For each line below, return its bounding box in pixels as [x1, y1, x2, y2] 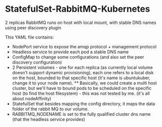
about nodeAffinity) [12, 95, 51, 101]
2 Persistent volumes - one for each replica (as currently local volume [12, 64, 153, 70]
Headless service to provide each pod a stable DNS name [12, 49, 129, 55]
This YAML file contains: [5, 34, 54, 40]
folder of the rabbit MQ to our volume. [12, 106, 89, 112]
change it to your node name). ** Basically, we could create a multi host [12, 80, 157, 86]
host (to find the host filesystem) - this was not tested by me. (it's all [12, 90, 150, 96]
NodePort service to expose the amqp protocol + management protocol [12, 43, 157, 49]
